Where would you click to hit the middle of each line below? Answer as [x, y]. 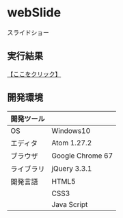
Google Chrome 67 [82, 156]
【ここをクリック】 [34, 74]
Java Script [70, 204]
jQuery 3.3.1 [72, 168]
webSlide [34, 13]
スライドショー [28, 32]
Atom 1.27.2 [72, 143]
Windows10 [71, 130]
